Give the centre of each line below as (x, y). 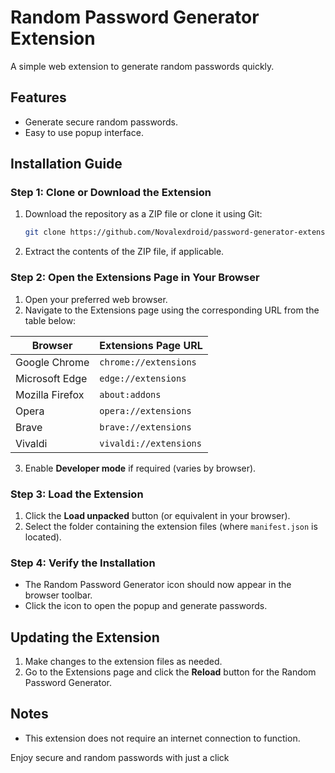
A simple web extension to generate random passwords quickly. (142, 66)
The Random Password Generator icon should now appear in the (158, 585)
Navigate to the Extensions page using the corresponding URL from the (172, 310)
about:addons (130, 394)
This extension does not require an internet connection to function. (162, 738)
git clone (45, 232)
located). (43, 537)
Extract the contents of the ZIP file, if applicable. (124, 252)
